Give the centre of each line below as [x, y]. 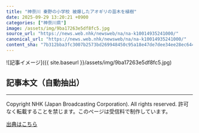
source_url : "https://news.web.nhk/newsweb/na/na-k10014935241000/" [92, 34]
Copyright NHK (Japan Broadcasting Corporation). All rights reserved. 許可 [97, 104]
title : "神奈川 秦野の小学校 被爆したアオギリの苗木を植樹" [72, 12]
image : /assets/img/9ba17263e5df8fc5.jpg [58, 28]
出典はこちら [22, 124]
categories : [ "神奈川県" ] [36, 23]
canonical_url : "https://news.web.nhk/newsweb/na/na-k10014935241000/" [96, 39]
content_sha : [22, 45]
